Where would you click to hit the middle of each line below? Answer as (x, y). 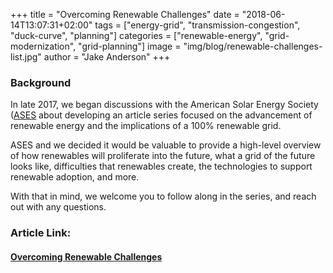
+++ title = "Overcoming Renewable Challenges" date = (125, 14)
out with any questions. (58, 207)
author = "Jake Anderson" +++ (107, 57)
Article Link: (41, 233)
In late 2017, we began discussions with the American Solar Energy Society (164, 105)
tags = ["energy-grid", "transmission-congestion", (197, 25)
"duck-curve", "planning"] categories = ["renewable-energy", (136, 35)
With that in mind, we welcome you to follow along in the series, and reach (163, 196)
